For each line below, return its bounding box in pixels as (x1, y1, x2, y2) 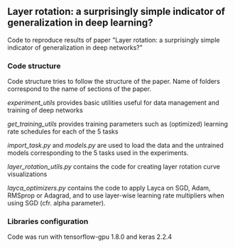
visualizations (7, 170, 48, 178)
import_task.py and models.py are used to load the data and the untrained (7, 141, 224, 150)
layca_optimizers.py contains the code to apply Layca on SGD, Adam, (7, 184, 211, 193)
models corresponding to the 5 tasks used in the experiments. (7, 149, 189, 157)
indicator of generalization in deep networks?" (7, 43, 143, 52)
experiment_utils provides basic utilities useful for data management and (7, 99, 220, 107)
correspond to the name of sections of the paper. (7, 85, 151, 93)
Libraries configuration (7, 217, 89, 227)
